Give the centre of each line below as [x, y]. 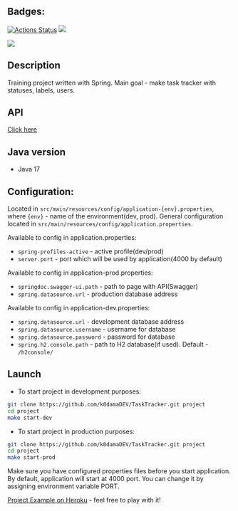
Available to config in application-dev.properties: [79, 308]
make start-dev [30, 418]
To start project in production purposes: [76, 431]
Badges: [26, 12]
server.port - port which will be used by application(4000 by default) [120, 259]
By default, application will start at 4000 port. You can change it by [106, 479]
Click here [22, 130]
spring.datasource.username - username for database [97, 330]
